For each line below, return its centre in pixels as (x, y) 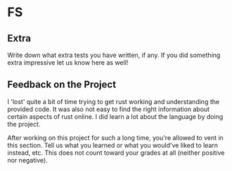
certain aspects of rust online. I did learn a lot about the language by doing (115, 116)
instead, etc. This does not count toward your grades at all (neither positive (116, 153)
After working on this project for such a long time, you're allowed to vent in (115, 137)
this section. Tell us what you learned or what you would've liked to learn (113, 145)
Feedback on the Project (62, 85)
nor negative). (27, 160)
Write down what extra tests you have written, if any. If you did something (114, 55)
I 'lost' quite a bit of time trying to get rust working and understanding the (114, 101)
